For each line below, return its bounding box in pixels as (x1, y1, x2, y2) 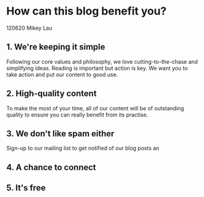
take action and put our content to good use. (6, 71, 118, 78)
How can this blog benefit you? (6, 4, 167, 18)
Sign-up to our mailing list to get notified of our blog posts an (6, 144, 160, 152)
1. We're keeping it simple (6, 42, 105, 52)
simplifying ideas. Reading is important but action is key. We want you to (6, 64, 188, 72)
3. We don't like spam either (6, 129, 114, 139)
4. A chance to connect (6, 162, 96, 172)
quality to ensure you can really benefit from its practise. (6, 111, 148, 118)
